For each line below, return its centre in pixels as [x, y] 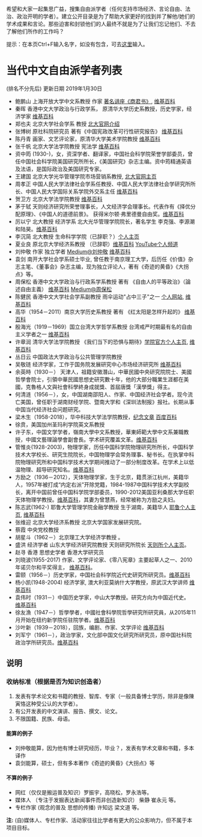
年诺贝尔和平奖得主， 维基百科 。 [55, 567]
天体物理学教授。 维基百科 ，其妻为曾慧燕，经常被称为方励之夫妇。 [96, 499]
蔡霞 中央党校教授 [37, 529]
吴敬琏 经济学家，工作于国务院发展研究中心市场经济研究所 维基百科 [98, 364]
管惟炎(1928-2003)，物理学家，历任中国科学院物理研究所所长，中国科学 [104, 447]
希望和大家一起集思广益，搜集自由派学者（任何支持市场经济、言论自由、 [96, 9]
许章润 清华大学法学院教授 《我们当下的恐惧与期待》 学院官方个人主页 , [101, 342]
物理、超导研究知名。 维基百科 [57, 469]
